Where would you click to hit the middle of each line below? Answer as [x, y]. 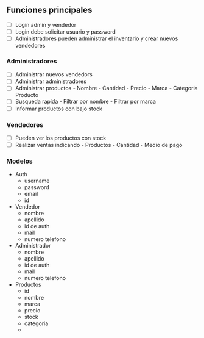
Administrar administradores [51, 81]
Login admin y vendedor [46, 24]
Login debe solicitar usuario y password [65, 31]
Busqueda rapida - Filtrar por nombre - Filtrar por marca [86, 102]
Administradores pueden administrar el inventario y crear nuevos [97, 38]
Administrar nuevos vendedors [54, 74]
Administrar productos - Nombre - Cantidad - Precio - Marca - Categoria [106, 88]
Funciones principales [49, 10]
